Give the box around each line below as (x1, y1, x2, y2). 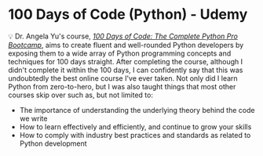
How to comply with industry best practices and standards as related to (19, 130, 251, 140)
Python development (19, 139, 88, 148)
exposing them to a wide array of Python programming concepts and (8, 49, 232, 58)
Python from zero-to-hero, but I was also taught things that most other (8, 82, 236, 91)
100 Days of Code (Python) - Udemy (8, 5, 248, 24)
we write (19, 114, 48, 123)
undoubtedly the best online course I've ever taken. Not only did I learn (8, 73, 238, 83)
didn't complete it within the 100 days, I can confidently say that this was (8, 65, 243, 74)
